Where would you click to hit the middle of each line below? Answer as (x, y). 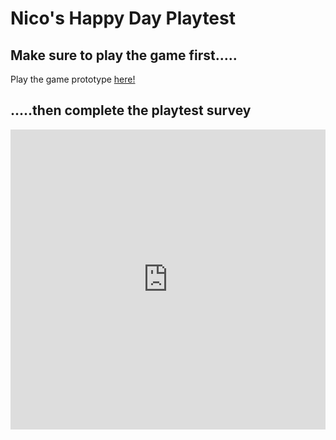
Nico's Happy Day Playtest (123, 18)
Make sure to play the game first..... (124, 55)
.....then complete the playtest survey (131, 110)
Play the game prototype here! (73, 79)
